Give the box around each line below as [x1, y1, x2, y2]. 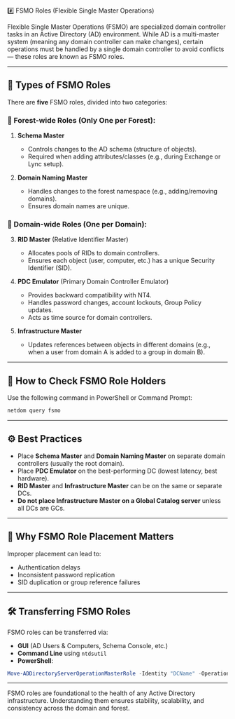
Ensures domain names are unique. [27, 202, 130, 210]
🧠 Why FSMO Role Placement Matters [7, 531, 174, 543]
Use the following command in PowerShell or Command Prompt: [7, 394, 192, 402]
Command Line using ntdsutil [17, 649, 107, 657]
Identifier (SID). [27, 264, 72, 272]
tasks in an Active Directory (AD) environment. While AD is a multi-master [7, 30, 220, 38]
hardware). [17, 473, 50, 483]
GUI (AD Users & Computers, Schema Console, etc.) [17, 641, 169, 650]
